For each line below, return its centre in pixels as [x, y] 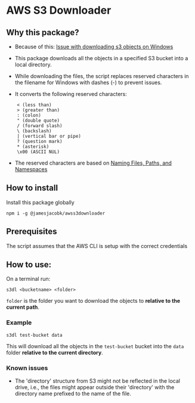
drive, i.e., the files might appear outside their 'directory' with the [95, 387]
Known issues [27, 368]
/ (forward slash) [40, 126]
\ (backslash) [34, 131]
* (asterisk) [33, 147]
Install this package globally [40, 202]
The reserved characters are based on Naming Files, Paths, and [93, 163]
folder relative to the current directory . [55, 352]
